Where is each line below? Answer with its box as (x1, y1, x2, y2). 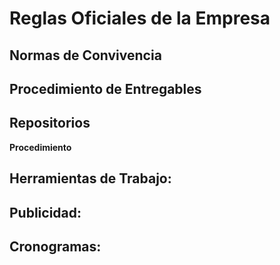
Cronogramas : (9, 238, 102, 255)
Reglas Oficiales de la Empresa (9, 7, 271, 30)
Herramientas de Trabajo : (9, 170, 172, 187)
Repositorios (9, 115, 91, 132)
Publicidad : (9, 204, 82, 221)
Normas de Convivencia (9, 47, 162, 64)
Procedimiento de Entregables (9, 80, 202, 97)
